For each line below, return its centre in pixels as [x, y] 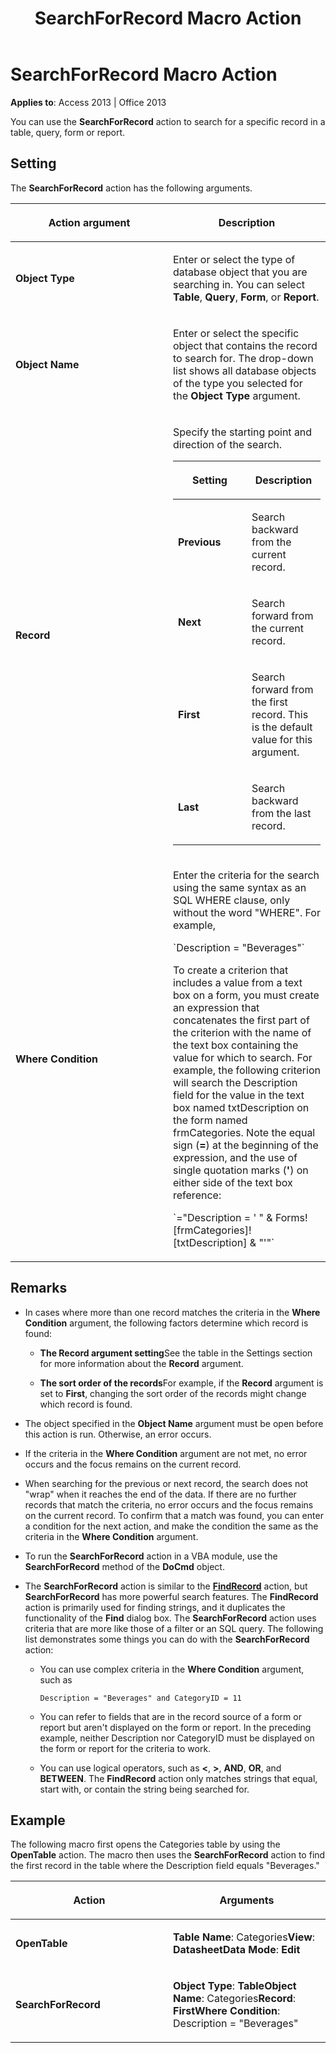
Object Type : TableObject [235, 1986]
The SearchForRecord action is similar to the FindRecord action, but [166, 1586]
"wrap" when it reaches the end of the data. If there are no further [160, 1494]
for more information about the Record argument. [141, 1363]
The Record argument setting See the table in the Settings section [176, 1353]
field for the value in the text [239, 1095]
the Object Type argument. [237, 395]
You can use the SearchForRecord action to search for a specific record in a [168, 121]
